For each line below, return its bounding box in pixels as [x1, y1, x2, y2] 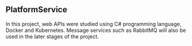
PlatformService [5, 5, 68, 15]
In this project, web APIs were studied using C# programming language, [5, 20, 182, 27]
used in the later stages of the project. [5, 32, 99, 40]
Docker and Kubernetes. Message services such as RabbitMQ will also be [5, 27, 187, 34]
